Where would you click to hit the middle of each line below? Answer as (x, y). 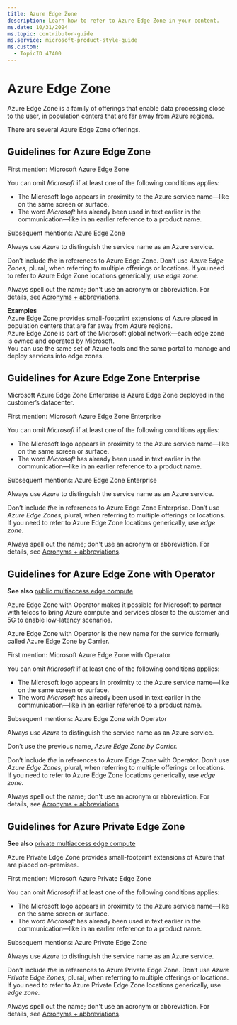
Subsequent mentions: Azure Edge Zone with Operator (87, 719)
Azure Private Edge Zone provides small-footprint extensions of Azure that (116, 857)
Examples (22, 310)
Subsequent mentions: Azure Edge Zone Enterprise (82, 481)
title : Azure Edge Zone (42, 14)
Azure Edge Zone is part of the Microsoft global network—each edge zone (116, 333)
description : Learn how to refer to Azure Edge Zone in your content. (114, 21)
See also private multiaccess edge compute (71, 844)
